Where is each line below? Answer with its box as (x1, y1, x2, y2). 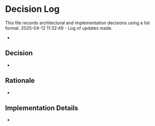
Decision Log (5, 3, 60, 15)
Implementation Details (5, 104, 78, 112)
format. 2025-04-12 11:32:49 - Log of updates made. (5, 25, 113, 31)
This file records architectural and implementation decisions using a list (5, 20, 150, 26)
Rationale (5, 77, 35, 85)
